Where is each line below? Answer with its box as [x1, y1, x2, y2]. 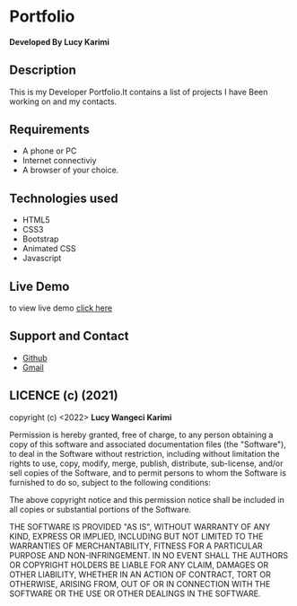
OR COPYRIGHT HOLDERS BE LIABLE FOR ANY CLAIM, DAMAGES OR [9, 559, 269, 570]
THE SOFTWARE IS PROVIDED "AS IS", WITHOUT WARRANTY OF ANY [9, 521, 271, 531]
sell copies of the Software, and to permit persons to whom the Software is [9, 467, 287, 478]
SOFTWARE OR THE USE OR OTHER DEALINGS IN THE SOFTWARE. [9, 588, 261, 599]
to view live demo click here [9, 303, 113, 313]
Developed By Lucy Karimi [9, 36, 110, 47]
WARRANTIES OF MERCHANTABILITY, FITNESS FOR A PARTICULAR [9, 540, 263, 551]
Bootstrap [22, 233, 59, 244]
